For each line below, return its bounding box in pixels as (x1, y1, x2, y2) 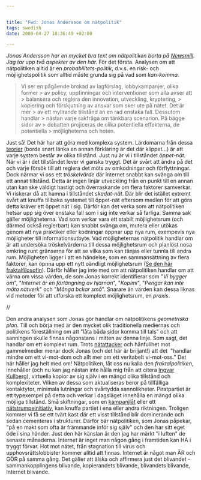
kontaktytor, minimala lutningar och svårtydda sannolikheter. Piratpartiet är (6, 385, 191, 393)
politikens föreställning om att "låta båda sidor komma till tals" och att (6, 328, 178, 335)
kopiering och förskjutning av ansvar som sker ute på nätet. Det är (20, 102, 185, 109)
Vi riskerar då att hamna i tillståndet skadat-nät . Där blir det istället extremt (6, 190, 191, 197)
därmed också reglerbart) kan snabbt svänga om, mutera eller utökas (6, 222, 178, 229)
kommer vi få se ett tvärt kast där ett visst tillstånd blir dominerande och (6, 411, 184, 418)
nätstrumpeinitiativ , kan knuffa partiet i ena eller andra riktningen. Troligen (6, 404, 189, 412)
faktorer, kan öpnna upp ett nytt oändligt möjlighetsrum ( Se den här (6, 260, 173, 268)
